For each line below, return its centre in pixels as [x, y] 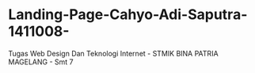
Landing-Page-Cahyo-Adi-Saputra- [128, 15]
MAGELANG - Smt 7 [41, 62]
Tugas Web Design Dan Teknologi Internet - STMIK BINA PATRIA [114, 53]
